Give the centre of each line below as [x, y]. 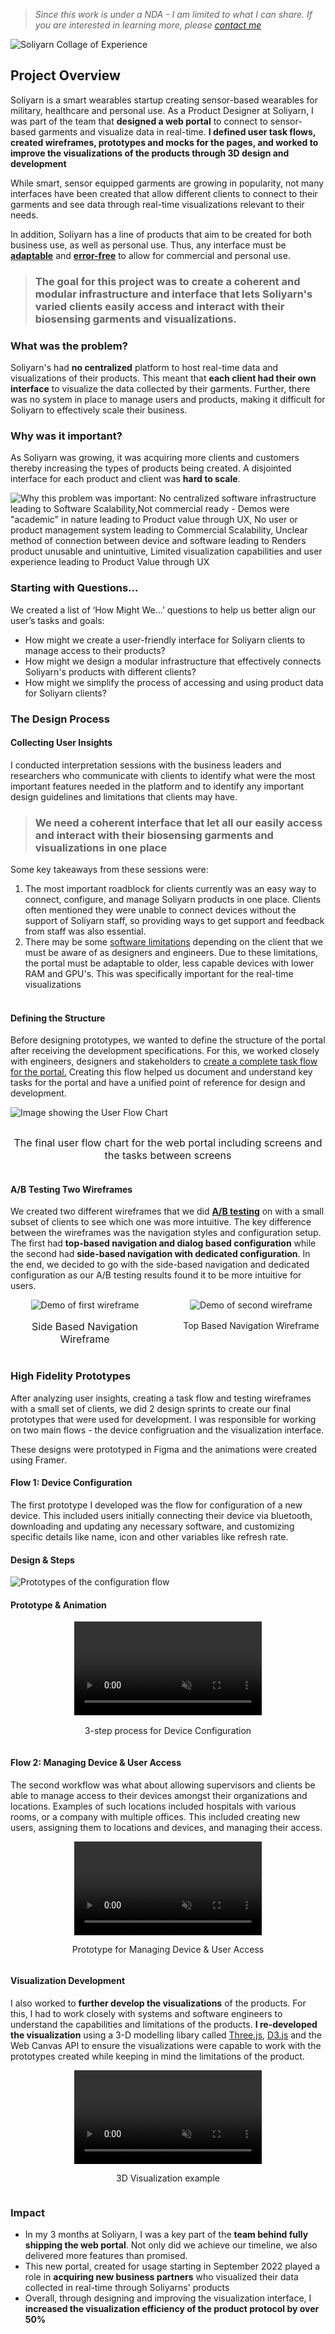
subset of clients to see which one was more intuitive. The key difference [161, 1222]
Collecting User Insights [61, 743]
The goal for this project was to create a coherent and [167, 281]
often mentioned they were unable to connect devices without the [160, 910]
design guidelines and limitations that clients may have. [124, 796]
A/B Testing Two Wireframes [71, 1189]
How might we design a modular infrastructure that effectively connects [173, 661]
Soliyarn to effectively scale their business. [99, 410]
